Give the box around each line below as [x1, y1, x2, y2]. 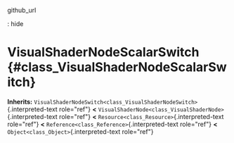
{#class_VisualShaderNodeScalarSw [7, 59, 227, 75]
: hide [7, 20, 24, 27]
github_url [7, 6, 37, 14]
